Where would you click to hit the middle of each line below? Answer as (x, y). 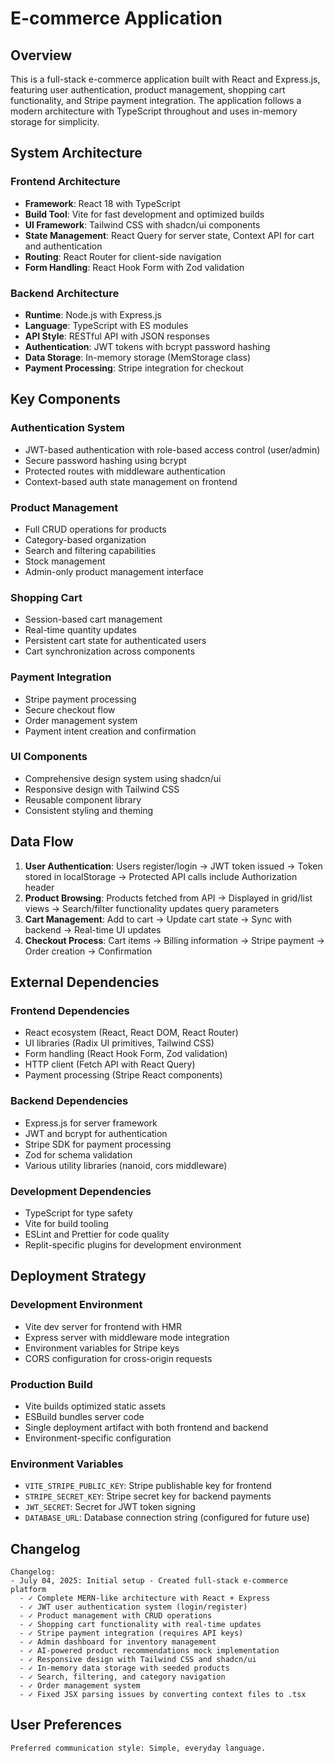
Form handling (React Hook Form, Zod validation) (126, 1054)
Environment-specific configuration (98, 1438)
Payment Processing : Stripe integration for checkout (134, 368)
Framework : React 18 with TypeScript (102, 203)
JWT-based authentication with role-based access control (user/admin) (172, 449)
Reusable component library (83, 799)
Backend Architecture (65, 293)
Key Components (65, 399)
